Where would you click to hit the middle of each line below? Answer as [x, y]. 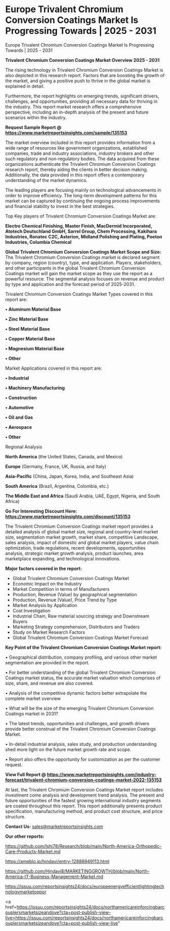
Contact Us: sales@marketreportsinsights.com [54, 826]
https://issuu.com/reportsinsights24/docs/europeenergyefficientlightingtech [85, 886]
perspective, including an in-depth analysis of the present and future [77, 112]
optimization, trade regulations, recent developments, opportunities [75, 548]
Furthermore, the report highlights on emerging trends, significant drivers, [82, 96]
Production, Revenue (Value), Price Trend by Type [65, 600]
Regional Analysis [24, 447]
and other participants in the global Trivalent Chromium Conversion [75, 268]
